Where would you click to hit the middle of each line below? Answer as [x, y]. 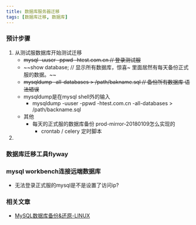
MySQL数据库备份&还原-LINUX [52, 216]
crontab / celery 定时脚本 [71, 131]
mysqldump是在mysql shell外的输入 [67, 96]
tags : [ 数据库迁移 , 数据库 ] [37, 17]
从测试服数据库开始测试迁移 [48, 52]
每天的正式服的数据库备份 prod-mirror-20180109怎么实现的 [104, 123]
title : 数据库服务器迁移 [33, 11]
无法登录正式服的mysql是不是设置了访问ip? [67, 185]
